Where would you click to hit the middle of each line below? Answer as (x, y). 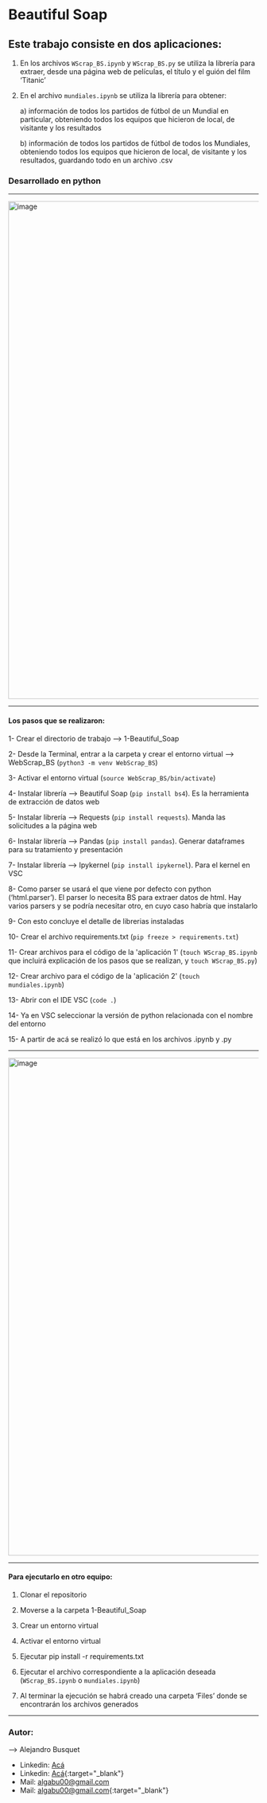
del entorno (27, 1023)
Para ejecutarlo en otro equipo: (60, 1577)
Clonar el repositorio (53, 1594)
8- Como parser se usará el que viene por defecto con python (110, 889)
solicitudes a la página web (53, 825)
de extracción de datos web (54, 801)
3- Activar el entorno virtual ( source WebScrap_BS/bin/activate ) (112, 777)
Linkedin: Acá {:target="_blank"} (72, 1773)
